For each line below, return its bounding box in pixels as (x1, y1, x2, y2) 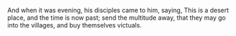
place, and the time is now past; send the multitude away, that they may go (7, 13, 226, 22)
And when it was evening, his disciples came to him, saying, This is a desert (7, 6, 229, 14)
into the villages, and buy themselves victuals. (7, 21, 142, 29)
